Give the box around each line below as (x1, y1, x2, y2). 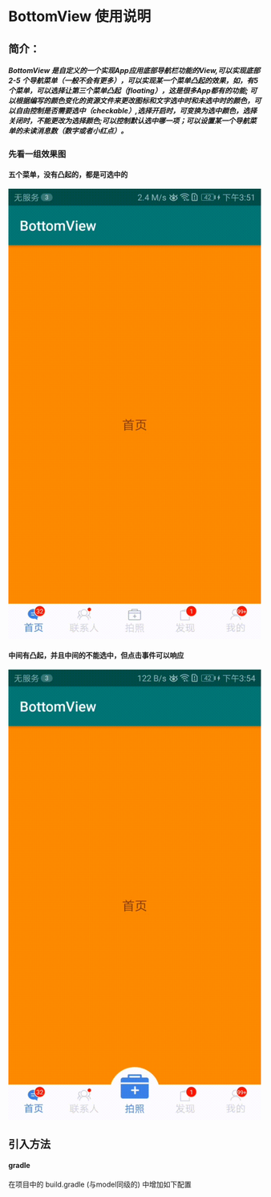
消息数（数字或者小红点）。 (35, 126, 128, 136)
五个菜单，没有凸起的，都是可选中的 (8, 170, 128, 179)
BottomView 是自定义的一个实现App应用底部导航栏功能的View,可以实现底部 (8, 66, 261, 76)
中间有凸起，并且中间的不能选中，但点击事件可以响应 (8, 650, 184, 660)
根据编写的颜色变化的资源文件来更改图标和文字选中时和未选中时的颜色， (14, 96, 254, 105)
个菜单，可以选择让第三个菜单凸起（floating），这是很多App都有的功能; (8, 86, 249, 96)
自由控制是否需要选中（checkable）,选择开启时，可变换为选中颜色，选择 (14, 106, 257, 116)
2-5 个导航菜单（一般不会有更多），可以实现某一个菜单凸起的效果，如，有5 (8, 76, 259, 85)
